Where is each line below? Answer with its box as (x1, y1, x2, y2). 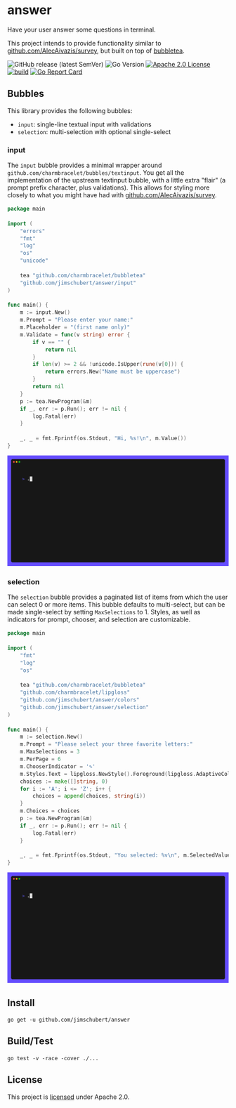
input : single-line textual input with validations (17, 120, 152, 128)
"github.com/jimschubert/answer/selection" (20, 704, 150, 711)
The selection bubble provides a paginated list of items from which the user (7, 593, 228, 602)
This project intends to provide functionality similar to (7, 39, 162, 47)
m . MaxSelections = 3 (20, 748, 80, 756)
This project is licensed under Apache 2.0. (7, 1093, 130, 1101)
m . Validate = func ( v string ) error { (20, 331, 131, 338)
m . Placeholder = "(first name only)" (20, 324, 131, 331)
